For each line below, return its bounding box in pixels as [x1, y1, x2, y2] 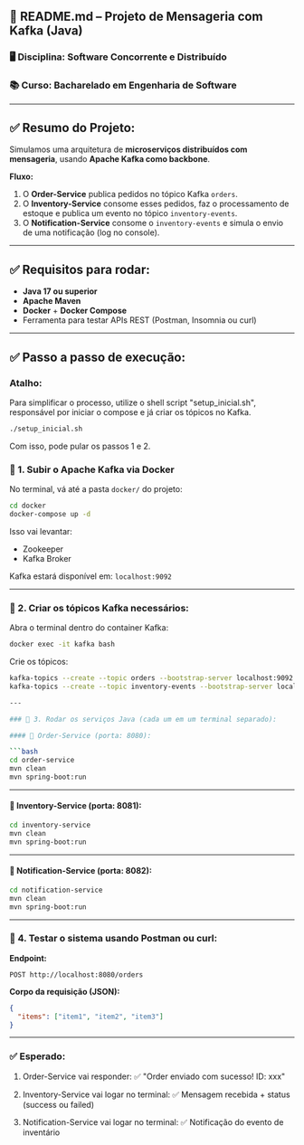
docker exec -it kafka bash [9, 639, 116, 649]
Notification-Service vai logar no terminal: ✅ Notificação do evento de [22, 1116, 284, 1127]
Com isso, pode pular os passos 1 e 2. [9, 440, 151, 451]
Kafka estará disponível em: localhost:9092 [9, 571, 172, 582]
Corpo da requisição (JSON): [9, 986, 120, 997]
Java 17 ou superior [22, 286, 98, 297]
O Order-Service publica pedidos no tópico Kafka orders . [22, 189, 238, 200]
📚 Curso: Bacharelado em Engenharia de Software [9, 79, 237, 91]
